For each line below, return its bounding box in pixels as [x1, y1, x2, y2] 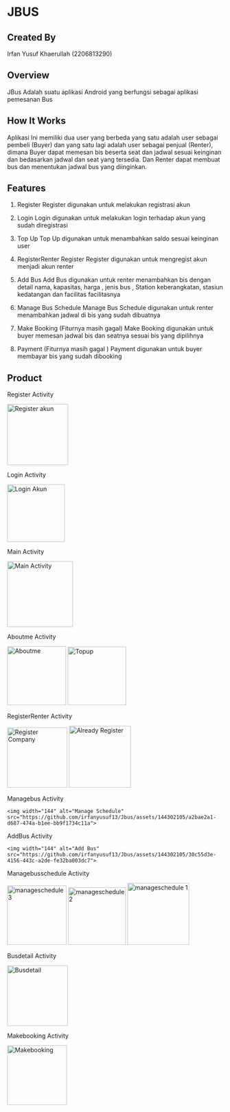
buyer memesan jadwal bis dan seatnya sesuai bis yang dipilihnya [16, 331, 204, 340]
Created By [7, 32, 56, 43]
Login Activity [7, 471, 47, 479]
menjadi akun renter [16, 263, 74, 271]
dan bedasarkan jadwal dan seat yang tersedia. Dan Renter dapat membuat [7, 155, 220, 164]
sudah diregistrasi [16, 221, 69, 230]
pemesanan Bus [7, 95, 53, 103]
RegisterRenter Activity [7, 712, 73, 720]
